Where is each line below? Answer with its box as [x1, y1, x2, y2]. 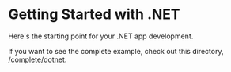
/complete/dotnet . [8, 55, 67, 64]
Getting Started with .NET [8, 5, 180, 23]
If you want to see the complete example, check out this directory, [8, 46, 224, 56]
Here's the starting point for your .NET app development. [8, 31, 194, 41]
